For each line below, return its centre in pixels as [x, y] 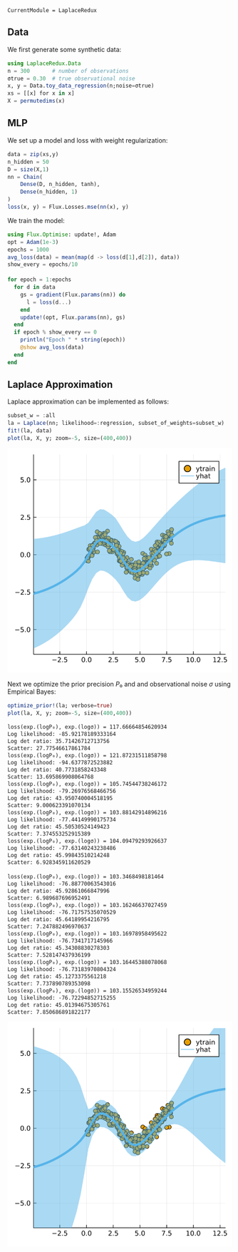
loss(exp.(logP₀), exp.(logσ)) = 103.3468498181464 [86, 876]
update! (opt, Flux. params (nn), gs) [73, 317]
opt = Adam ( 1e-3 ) [33, 242]
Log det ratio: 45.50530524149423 [59, 826]
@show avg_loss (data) [52, 347]
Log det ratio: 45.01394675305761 [59, 1005]
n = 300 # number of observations [68, 71]
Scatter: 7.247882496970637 [49, 926]
